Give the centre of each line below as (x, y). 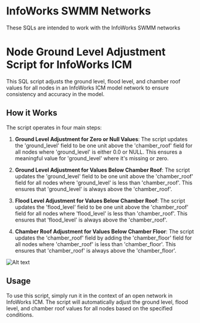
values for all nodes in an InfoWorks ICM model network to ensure (87, 88)
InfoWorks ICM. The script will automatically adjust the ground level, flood (97, 302)
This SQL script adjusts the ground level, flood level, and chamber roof (93, 81)
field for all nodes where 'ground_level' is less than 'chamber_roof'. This (104, 183)
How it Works (32, 113)
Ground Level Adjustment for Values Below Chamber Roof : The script (102, 170)
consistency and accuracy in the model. (55, 94)
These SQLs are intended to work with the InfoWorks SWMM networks (93, 28)
